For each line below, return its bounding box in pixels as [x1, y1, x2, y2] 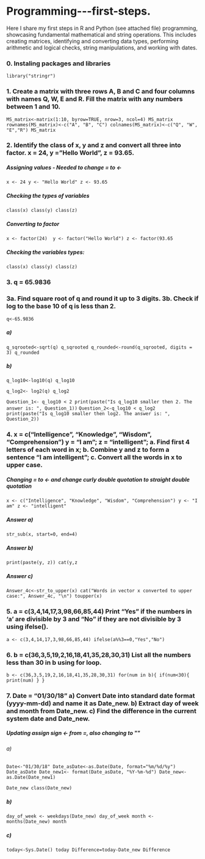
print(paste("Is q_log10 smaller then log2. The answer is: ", [6, 411, 171, 417]
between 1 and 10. [6, 103, 61, 111]
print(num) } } [6, 677, 45, 683]
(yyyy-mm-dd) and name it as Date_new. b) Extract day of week [6, 699, 199, 708]
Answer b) [6, 544, 34, 551]
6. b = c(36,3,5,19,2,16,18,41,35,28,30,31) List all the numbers [6, 650, 191, 659]
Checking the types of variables [6, 192, 90, 200]
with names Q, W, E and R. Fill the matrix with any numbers [6, 95, 183, 103]
